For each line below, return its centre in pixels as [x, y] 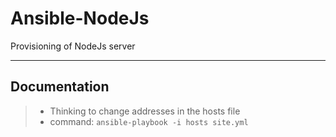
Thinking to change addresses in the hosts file [145, 111]
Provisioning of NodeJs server [73, 46]
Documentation [60, 87]
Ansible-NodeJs [80, 18]
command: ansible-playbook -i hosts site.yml [149, 121]
